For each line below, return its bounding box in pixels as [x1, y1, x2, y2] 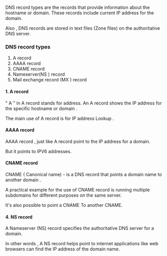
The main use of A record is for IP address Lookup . [5, 115, 114, 121]
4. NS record [5, 214, 33, 220]
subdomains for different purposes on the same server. [5, 192, 122, 198]
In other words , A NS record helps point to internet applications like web [5, 241, 159, 247]
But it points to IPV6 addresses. [5, 148, 72, 154]
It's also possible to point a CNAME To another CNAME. [5, 202, 123, 208]
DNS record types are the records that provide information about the [5, 5, 150, 10]
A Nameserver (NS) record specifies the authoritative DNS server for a [5, 225, 154, 231]
